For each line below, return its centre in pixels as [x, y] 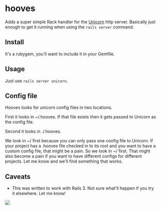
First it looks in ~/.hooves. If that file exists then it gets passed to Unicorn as [80, 117]
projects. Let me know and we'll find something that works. [64, 161]
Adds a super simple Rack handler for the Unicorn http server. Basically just [80, 22]
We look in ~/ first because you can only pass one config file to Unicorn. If [79, 141]
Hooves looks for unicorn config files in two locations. [59, 107]
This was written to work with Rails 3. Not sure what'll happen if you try [83, 188]
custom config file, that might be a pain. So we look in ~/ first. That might [78, 151]
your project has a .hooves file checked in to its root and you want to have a [80, 146]
